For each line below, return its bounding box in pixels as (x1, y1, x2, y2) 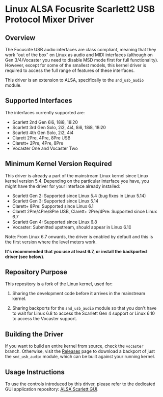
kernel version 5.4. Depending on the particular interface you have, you (5, 178, 149, 184)
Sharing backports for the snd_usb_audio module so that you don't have (12, 305, 157, 311)
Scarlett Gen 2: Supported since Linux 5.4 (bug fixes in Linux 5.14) (12, 193, 146, 198)
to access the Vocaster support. (12, 316, 78, 322)
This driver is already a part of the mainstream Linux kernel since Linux (5, 172, 149, 178)
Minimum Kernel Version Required (5, 160, 112, 168)
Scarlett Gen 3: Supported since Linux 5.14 (12, 198, 99, 204)
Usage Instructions (5, 368, 65, 376)
